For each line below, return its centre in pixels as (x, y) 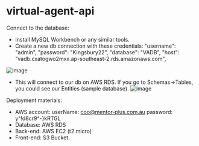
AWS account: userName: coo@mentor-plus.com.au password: (94, 112)
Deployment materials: (34, 100)
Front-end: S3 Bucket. (43, 138)
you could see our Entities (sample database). (72, 88)
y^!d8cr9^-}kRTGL (38, 118)
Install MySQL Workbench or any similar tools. (72, 39)
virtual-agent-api (50, 11)
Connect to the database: (38, 28)
